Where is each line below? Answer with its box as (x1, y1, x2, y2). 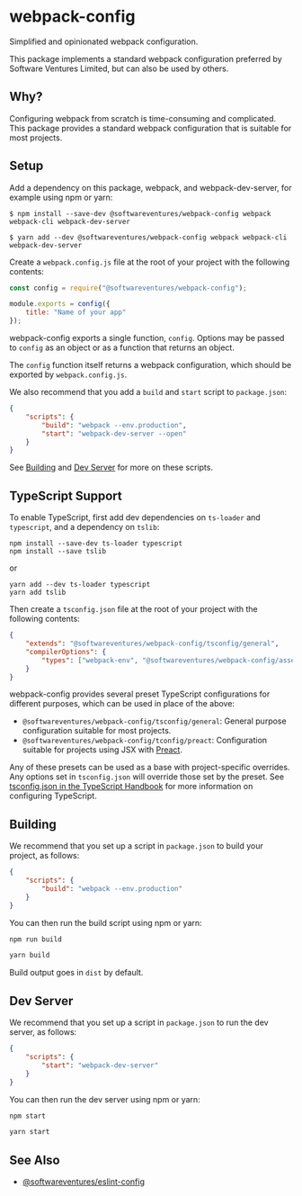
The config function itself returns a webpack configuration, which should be (9, 360, 292, 371)
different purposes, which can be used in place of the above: (9, 698, 235, 709)
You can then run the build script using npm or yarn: (9, 917, 202, 928)
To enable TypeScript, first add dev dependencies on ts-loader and (9, 512, 261, 523)
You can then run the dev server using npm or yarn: (9, 1093, 200, 1104)
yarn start (9, 1128, 50, 1137)
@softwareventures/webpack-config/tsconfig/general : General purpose (22, 715, 287, 726)
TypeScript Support (9, 488, 123, 503)
